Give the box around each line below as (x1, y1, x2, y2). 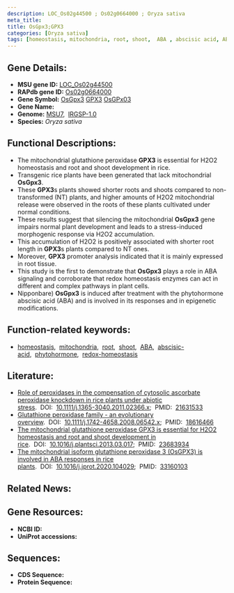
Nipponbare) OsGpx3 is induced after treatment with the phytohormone (17, 289, 224, 297)
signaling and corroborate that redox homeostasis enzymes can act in (17, 274, 218, 283)
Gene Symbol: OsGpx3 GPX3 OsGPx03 (17, 95, 132, 103)
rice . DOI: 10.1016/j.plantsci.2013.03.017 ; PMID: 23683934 (17, 440, 189, 449)
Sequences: (7, 552, 61, 564)
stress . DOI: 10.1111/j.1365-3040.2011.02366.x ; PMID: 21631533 (17, 403, 203, 411)
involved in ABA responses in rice (17, 455, 114, 464)
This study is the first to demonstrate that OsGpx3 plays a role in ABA (17, 267, 217, 275)
